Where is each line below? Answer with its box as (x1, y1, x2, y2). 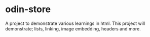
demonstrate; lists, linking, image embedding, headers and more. (5, 25, 141, 31)
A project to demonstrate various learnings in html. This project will (5, 20, 145, 26)
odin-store (5, 4, 51, 15)
